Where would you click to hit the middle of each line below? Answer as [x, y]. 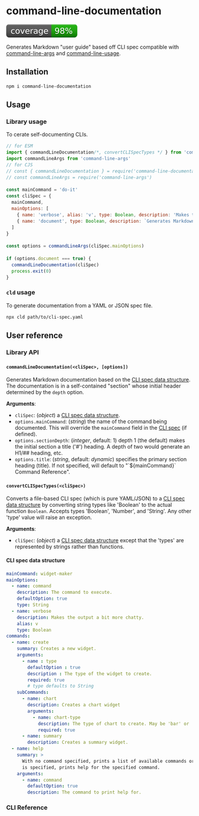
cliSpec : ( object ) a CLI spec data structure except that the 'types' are [99, 540]
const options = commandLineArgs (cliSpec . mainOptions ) [75, 246]
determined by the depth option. [45, 392]
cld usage [21, 293]
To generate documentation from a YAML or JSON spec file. [79, 305]
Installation [27, 72]
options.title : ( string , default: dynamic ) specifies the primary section [101, 459]
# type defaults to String [61, 686]
